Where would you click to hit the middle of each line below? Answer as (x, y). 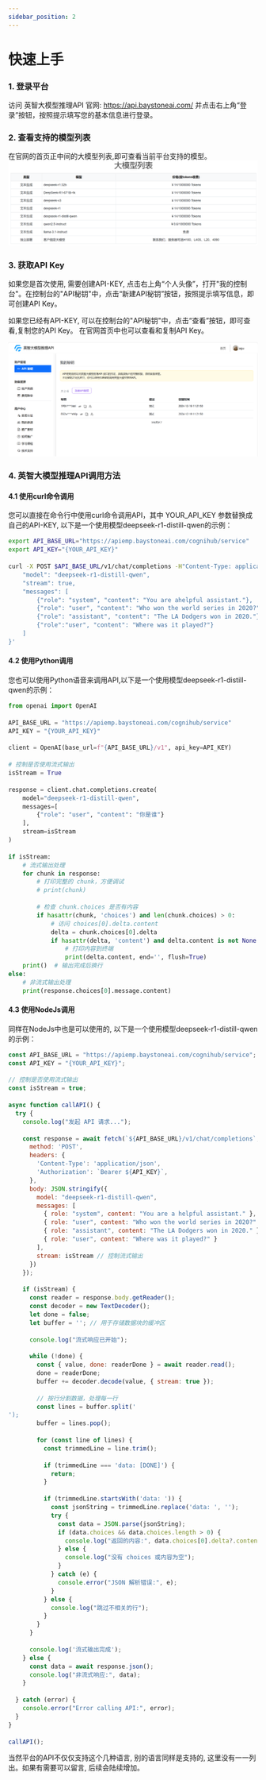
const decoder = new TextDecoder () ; (89, 1307)
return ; (63, 1473)
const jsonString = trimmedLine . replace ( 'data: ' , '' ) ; (144, 1508)
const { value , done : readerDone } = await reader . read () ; (136, 1365)
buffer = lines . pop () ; (74, 1423)
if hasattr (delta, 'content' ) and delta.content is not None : (155, 940)
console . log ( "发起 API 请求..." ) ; (77, 1122)
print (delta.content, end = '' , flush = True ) (136, 957)
